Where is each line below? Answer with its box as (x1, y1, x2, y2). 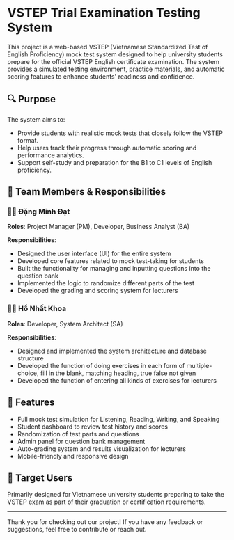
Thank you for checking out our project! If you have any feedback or (7, 518, 203, 526)
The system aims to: (7, 115, 65, 123)
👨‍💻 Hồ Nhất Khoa (7, 304, 67, 314)
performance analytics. (17, 151, 85, 159)
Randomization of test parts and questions (17, 429, 139, 438)
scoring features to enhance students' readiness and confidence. (7, 72, 195, 81)
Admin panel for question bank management (17, 437, 146, 445)
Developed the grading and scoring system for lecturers (17, 287, 179, 295)
